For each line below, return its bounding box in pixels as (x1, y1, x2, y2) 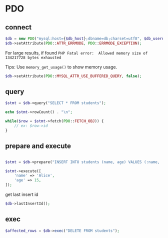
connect (5, 23, 31, 31)
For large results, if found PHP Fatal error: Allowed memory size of (5, 49, 148, 55)
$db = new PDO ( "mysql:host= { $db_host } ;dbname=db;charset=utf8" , (5, 36, 142, 41)
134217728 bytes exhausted (5, 55, 61, 60)
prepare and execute (5, 142, 71, 150)
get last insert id (5, 191, 38, 197)
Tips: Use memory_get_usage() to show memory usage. (5, 63, 117, 70)
